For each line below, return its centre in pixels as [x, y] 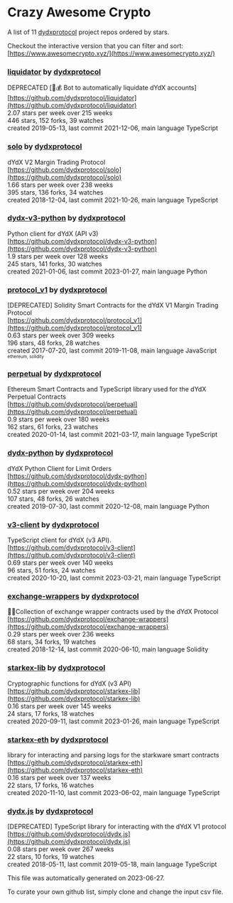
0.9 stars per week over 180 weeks [59, 419]
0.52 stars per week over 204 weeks [61, 491]
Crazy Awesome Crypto [79, 12]
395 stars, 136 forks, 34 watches [55, 192]
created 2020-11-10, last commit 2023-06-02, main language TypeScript [114, 792]
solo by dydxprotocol [45, 146]
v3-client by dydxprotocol [53, 524]
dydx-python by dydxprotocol [60, 453]
